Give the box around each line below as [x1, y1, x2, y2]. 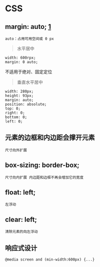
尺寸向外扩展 [5, 147, 27, 152]
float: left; [5, 188, 36, 196]
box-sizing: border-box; [5, 161, 80, 170]
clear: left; [5, 215, 38, 223]
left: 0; [5, 119, 23, 124]
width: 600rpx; [5, 55, 36, 60]
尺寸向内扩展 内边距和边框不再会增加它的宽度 [5, 175, 84, 180]
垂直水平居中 [17, 79, 43, 85]
